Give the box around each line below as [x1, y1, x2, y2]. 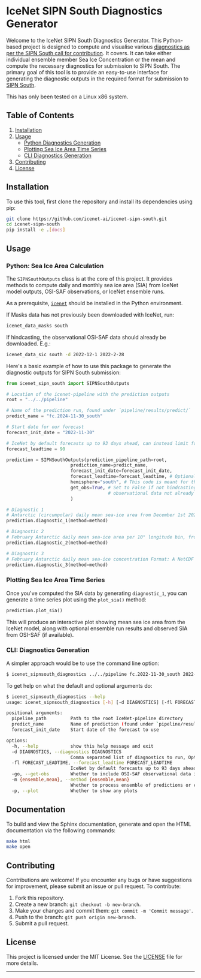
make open [6, 844, 31, 850]
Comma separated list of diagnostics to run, [70, 754, 186, 760]
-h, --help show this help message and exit [11, 743, 154, 749]
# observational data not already [108, 490, 194, 496]
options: [6, 738, 28, 744]
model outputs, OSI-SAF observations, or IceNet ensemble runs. [6, 288, 165, 295]
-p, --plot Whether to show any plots [11, 787, 138, 794]
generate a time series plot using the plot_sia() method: [6, 595, 147, 603]
